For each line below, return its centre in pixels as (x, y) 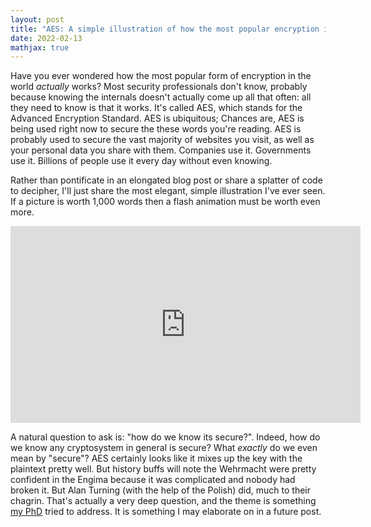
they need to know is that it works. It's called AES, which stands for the (156, 108)
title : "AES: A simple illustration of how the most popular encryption (165, 29)
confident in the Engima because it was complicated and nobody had (153, 480)
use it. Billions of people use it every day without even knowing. (141, 161)
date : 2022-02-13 (46, 38)
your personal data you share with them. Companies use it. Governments (161, 150)
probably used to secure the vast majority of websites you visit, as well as (162, 140)
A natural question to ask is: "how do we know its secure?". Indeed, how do (165, 437)
